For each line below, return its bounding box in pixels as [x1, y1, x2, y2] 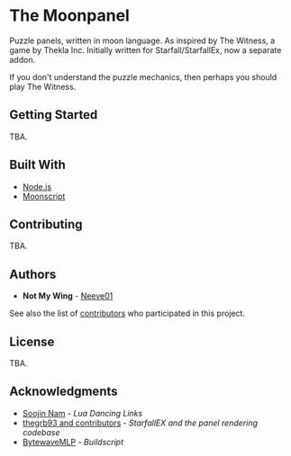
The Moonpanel [9, 5, 131, 26]
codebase [22, 426, 60, 437]
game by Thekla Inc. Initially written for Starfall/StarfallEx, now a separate [9, 44, 282, 55]
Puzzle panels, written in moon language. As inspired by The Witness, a [9, 35, 276, 46]
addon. [9, 54, 36, 65]
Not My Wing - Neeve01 [22, 291, 114, 301]
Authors [9, 266, 57, 282]
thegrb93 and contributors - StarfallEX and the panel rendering [22, 417, 259, 428]
